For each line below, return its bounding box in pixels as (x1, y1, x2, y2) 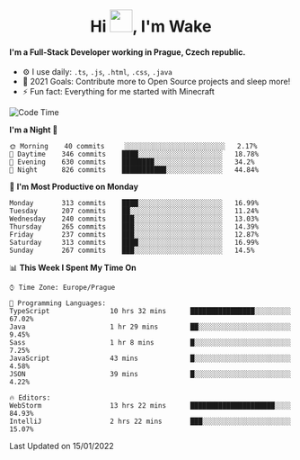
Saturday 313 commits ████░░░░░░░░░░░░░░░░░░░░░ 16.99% (9, 239, 259, 248)
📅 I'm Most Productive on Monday (9, 181, 139, 193)
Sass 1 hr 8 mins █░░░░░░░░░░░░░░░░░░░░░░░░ (9, 338, 292, 347)
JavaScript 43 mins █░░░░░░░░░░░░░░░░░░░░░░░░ (9, 354, 292, 364)
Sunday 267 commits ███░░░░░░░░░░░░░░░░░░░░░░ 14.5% (9, 246, 255, 256)
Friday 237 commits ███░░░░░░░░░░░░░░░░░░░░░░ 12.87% (9, 230, 259, 239)
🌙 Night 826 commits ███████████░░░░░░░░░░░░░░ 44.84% (9, 166, 259, 175)
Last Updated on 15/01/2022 (9, 441, 114, 452)
